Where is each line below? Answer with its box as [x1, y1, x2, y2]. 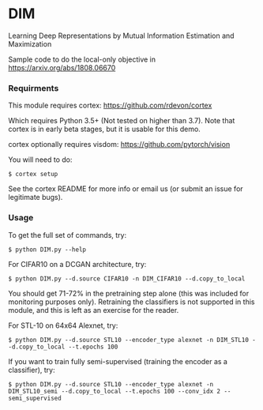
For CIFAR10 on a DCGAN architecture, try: [8, 259, 147, 269]
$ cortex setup [8, 171, 58, 179]
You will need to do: [8, 155, 73, 164]
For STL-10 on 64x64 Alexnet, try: [8, 321, 118, 330]
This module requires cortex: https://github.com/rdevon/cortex [8, 100, 212, 111]
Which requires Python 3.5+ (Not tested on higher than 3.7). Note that [8, 116, 235, 126]
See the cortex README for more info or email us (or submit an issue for [8, 184, 243, 194]
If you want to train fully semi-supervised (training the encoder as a [8, 356, 227, 366]
